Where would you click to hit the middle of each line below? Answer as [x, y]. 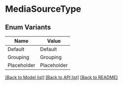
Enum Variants [28, 27]
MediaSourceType [43, 9]
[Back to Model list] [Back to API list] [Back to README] [61, 77]
